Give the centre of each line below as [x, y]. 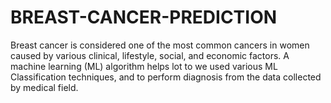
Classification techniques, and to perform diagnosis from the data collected [166, 77]
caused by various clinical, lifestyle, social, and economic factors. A [150, 55]
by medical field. [44, 87]
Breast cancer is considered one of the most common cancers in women [160, 45]
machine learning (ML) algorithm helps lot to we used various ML [144, 66]
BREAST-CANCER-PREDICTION [144, 17]
